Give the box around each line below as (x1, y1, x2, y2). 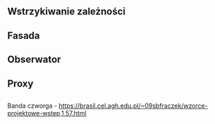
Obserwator (7, 54, 61, 66)
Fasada (7, 30, 40, 42)
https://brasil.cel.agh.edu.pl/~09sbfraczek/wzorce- (59, 101, 208, 110)
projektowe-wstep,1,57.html (7, 108, 87, 117)
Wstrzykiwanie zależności (7, 6, 125, 18)
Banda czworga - (7, 101, 58, 110)
